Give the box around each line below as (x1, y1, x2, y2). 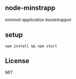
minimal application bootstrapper (5, 16, 72, 22)
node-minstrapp (5, 4, 56, 12)
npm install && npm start (5, 44, 57, 48)
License (5, 57, 30, 65)
